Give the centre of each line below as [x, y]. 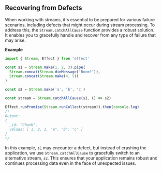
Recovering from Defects [44, 8]
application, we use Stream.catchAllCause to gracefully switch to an [73, 153]
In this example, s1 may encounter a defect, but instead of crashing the [76, 148]
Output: [13, 116]
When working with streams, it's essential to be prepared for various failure [80, 19]
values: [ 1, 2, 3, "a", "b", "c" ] [46, 130]
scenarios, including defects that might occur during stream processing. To [80, 25]
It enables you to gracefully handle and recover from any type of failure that [81, 35]
